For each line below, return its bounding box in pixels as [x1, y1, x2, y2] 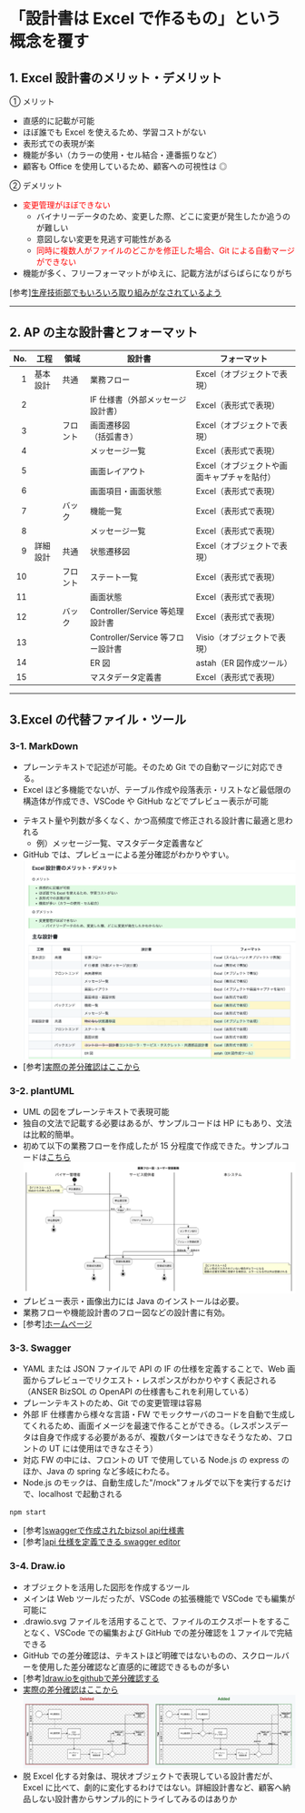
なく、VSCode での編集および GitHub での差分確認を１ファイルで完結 [30, 1626, 293, 1638]
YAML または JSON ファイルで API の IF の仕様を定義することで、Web [22, 1363, 286, 1374]
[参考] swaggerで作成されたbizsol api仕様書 [22, 1525, 184, 1536]
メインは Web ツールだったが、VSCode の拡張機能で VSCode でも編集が [22, 1593, 296, 1604]
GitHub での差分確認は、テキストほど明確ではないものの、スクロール [22, 1649, 281, 1661]
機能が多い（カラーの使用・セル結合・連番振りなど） [22, 149, 222, 160]
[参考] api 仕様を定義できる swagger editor [22, 1536, 181, 1547]
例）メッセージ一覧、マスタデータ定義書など [35, 838, 204, 849]
